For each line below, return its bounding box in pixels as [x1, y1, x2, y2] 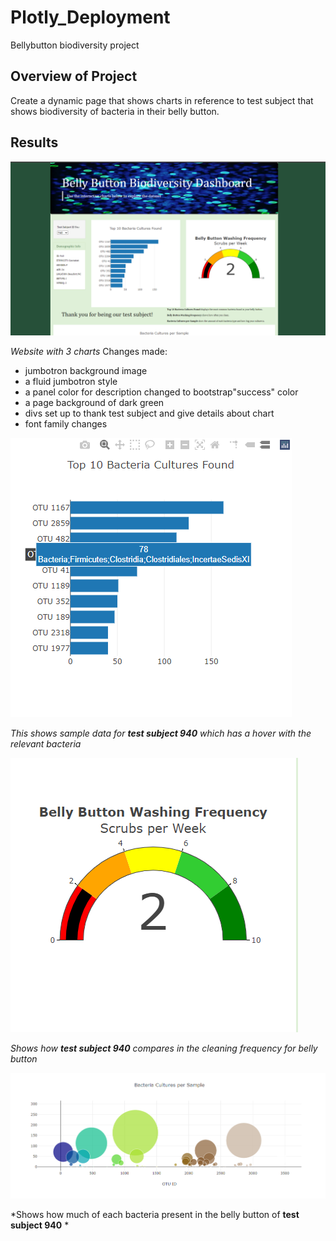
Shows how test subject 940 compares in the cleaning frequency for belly [10, 1042, 318, 1055]
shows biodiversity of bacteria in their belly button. [10, 105, 220, 117]
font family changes [24, 418, 108, 430]
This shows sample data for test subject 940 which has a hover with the [10, 727, 312, 740]
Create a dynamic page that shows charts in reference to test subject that [10, 94, 314, 106]
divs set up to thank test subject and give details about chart [24, 407, 275, 420]
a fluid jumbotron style [24, 376, 118, 388]
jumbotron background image [24, 365, 148, 377]
